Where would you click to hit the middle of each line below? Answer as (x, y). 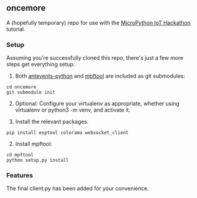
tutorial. (16, 29)
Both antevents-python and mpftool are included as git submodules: (100, 76)
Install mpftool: (34, 144)
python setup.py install (38, 161)
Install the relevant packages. (52, 122)
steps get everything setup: (41, 65)
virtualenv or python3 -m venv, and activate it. (73, 110)
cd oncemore (21, 87)
